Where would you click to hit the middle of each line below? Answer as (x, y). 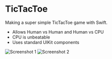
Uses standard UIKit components (46, 42)
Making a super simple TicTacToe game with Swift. (56, 22)
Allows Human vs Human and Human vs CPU (58, 32)
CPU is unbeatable (31, 37)
